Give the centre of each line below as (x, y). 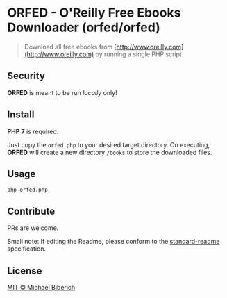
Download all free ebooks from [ (70, 47)
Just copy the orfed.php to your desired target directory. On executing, (109, 144)
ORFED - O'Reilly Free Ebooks (94, 13)
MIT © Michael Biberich (41, 287)
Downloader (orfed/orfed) (84, 27)
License (25, 271)
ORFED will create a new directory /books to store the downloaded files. (110, 152)
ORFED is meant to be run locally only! (62, 92)
